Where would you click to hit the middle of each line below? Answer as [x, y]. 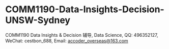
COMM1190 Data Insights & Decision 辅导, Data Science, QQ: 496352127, [82, 35]
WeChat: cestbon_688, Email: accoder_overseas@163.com [67, 41]
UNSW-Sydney [38, 20]
